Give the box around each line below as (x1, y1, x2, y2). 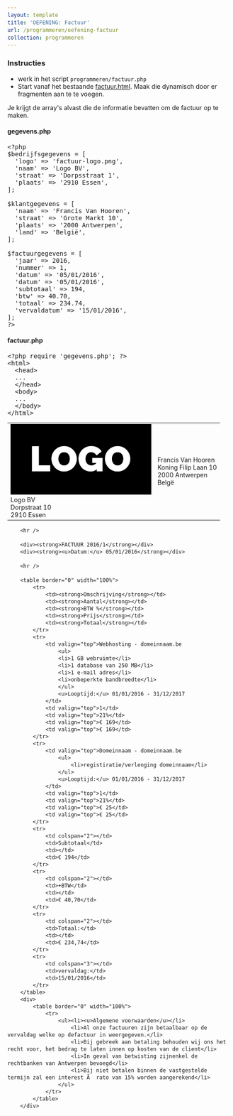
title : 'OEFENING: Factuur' (7, 18, 91, 26)
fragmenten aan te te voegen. (17, 90, 105, 98)
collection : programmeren (7, 34, 84, 41)
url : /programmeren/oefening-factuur (7, 26, 119, 33)
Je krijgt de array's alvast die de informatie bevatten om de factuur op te (7, 103, 220, 112)
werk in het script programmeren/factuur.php (17, 75, 147, 83)
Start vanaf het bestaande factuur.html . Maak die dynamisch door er (17, 82, 217, 90)
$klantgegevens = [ (7, 200, 75, 207)
